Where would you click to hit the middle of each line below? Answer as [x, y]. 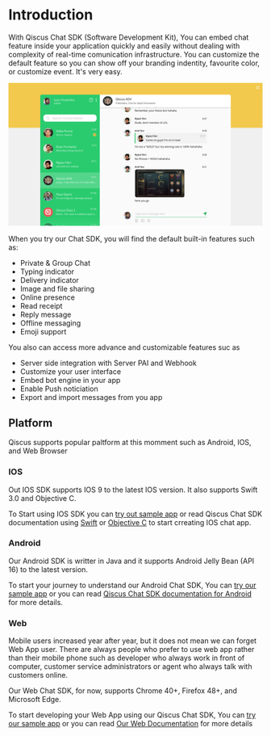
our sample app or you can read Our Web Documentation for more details [131, 724]
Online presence [47, 297]
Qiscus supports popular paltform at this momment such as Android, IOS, [130, 443]
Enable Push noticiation [59, 389]
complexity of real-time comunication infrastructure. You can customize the [134, 54]
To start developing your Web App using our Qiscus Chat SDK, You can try [132, 715]
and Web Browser [38, 451]
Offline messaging [50, 323]
